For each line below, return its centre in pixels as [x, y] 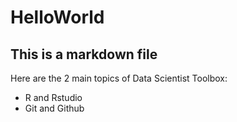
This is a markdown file [84, 54]
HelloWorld [57, 17]
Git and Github [54, 108]
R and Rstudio [53, 97]
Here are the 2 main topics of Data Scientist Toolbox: [119, 78]
